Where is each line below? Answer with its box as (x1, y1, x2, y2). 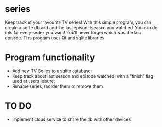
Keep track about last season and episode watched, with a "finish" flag (12, 73, 154, 79)
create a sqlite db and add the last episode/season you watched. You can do (5, 24, 158, 30)
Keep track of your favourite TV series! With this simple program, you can (5, 19, 151, 25)
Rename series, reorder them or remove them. (12, 83, 104, 89)
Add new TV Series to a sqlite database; (12, 68, 92, 74)
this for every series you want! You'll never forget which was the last (5, 30, 141, 35)
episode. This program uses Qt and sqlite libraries (5, 35, 104, 41)
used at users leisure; (12, 78, 55, 84)
